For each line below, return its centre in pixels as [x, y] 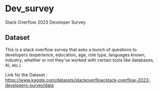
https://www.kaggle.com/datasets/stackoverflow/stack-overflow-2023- [78, 80]
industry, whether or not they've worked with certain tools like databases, [79, 60]
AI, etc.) [13, 65]
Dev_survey [30, 9]
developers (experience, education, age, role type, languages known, [76, 55]
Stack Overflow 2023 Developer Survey [46, 22]
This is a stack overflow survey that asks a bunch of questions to [71, 49]
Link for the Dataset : [26, 75]
